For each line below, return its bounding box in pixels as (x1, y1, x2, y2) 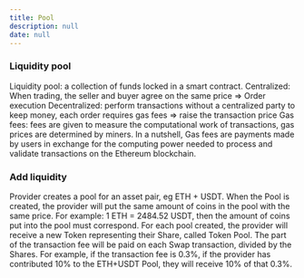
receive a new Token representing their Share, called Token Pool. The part (9, 229, 287, 240)
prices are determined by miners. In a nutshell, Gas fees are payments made (9, 129, 295, 139)
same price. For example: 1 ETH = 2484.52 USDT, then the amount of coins (9, 210, 290, 221)
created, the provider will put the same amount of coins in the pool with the (9, 200, 290, 211)
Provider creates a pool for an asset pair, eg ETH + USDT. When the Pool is (9, 191, 290, 202)
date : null (9, 30, 51, 39)
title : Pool (9, 13, 54, 23)
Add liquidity (9, 170, 68, 183)
